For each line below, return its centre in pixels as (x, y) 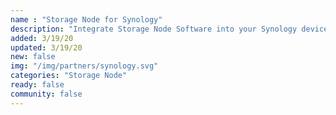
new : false (33, 57)
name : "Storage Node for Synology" (86, 19)
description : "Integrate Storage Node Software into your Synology (154, 29)
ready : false (37, 85)
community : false (46, 94)
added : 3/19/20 (42, 38)
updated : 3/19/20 (46, 47)
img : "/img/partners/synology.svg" (84, 66)
